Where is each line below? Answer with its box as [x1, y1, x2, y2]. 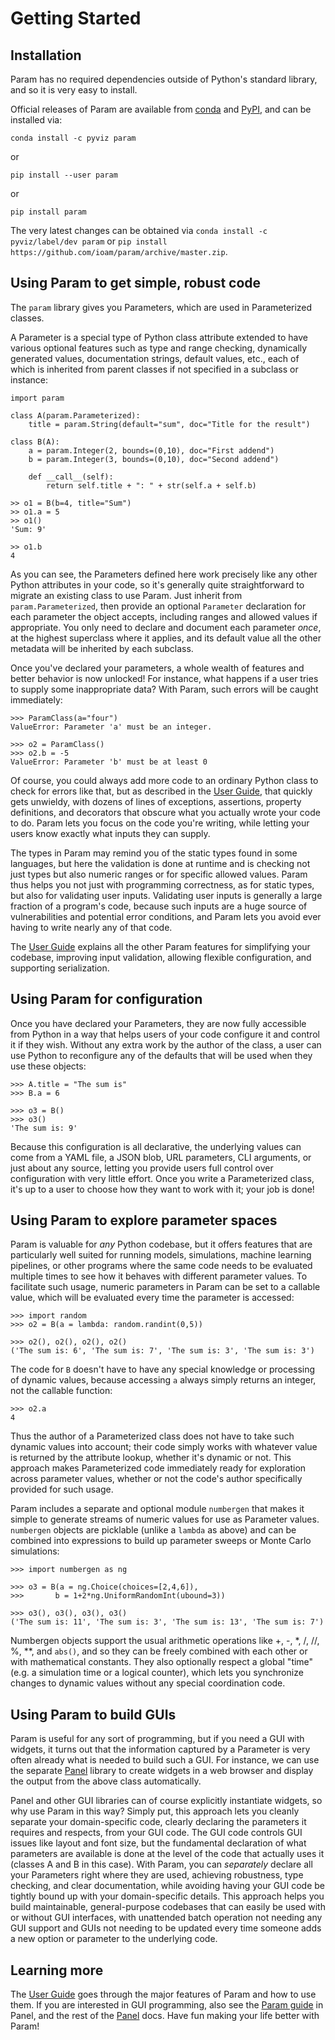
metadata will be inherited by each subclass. [10, 642, 194, 654]
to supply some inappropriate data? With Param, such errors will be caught [10, 683, 319, 695]
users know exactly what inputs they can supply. [10, 827, 211, 839]
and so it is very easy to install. [10, 84, 138, 96]
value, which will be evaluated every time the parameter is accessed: [10, 1292, 295, 1304]
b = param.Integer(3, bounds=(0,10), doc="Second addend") [28, 454, 280, 464]
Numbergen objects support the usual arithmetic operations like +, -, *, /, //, [10, 1635, 320, 1647]
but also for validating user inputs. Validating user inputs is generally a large [10, 889, 323, 901]
